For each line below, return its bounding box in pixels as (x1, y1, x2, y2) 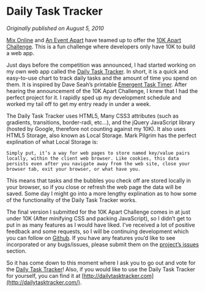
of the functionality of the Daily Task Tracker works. (6, 196, 137, 203)
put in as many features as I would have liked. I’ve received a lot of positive (6, 221, 196, 228)
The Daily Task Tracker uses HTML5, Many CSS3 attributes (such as (6, 112, 179, 119)
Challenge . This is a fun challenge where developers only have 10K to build (6, 43, 196, 50)
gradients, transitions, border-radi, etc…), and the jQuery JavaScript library (6, 118, 195, 126)
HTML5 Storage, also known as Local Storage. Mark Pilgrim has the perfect (6, 132, 197, 139)
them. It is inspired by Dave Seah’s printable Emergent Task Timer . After (6, 81, 187, 88)
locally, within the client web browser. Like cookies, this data (6, 155, 179, 162)
